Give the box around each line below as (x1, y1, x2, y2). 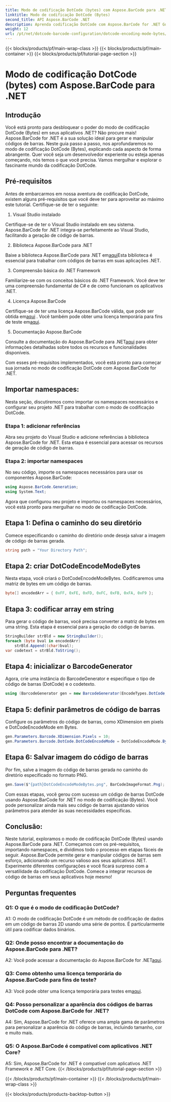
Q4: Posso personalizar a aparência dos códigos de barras (5, 1001, 153, 1008)
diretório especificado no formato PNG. (5, 772, 88, 778)
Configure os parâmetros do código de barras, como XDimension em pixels (5, 719, 164, 725)
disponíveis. (5, 349, 31, 355)
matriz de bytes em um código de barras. (5, 581, 92, 587)
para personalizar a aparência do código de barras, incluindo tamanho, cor (5, 1024, 162, 1030)
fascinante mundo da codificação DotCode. (5, 162, 97, 168)
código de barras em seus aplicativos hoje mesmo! (5, 874, 112, 880)
